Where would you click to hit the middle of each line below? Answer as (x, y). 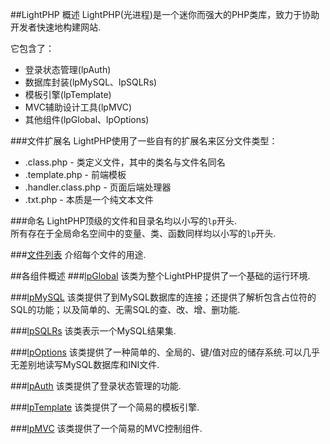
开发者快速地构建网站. (56, 27)
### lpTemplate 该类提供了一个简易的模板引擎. (105, 407)
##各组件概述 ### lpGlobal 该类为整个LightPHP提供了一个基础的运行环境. (160, 276)
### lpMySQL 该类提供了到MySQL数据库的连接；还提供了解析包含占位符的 (163, 297)
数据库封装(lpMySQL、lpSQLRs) (91, 82)
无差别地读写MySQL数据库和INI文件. (85, 364)
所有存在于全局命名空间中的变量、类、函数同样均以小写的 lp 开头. (143, 233)
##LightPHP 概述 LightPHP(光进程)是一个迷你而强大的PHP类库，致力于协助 (165, 14)
